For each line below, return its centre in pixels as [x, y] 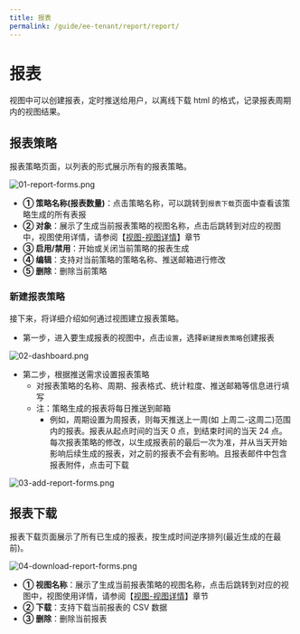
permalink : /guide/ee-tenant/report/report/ [94, 26]
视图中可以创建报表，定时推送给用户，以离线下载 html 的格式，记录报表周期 [150, 100]
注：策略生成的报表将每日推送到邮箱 [103, 408]
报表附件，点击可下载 [89, 464]
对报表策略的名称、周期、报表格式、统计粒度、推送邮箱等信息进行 [159, 385]
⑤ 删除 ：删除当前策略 [65, 271]
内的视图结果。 [37, 112]
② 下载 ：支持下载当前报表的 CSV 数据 [95, 608]
